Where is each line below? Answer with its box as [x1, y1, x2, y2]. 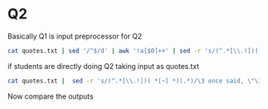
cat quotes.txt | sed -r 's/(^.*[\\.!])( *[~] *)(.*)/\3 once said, [7, 77, 245, 85]
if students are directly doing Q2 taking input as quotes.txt [7, 61, 199, 71]
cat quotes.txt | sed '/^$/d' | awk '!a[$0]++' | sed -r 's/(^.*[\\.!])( [7, 46, 259, 54]
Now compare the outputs [7, 91, 94, 101]
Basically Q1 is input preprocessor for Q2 [7, 31, 142, 41]
